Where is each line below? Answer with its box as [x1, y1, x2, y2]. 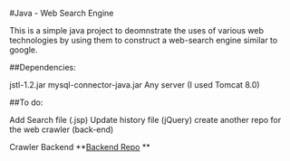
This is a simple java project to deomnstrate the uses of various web [9, 25, 265, 35]
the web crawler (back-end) [9, 124, 114, 135]
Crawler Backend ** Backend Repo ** [9, 142, 151, 152]
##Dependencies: [9, 62, 76, 72]
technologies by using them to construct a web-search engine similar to [9, 35, 278, 45]
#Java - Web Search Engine [9, 8, 114, 18]
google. [9, 44, 38, 55]
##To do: [9, 97, 43, 108]
